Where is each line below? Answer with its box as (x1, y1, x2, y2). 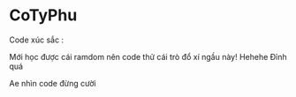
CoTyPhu (9, 5, 78, 26)
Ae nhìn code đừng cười (9, 78, 96, 88)
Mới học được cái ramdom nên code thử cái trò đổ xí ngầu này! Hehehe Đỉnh (9, 51, 287, 62)
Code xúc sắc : (9, 34, 65, 45)
